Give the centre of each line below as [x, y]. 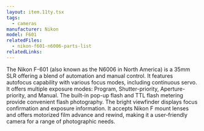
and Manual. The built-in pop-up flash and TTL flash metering [105, 95]
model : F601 [21, 35]
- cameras [24, 23]
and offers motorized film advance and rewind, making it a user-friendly [97, 114]
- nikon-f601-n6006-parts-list [52, 47]
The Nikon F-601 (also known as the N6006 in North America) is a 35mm [98, 69]
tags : [13, 18]
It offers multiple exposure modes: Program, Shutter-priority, [83, 89]
